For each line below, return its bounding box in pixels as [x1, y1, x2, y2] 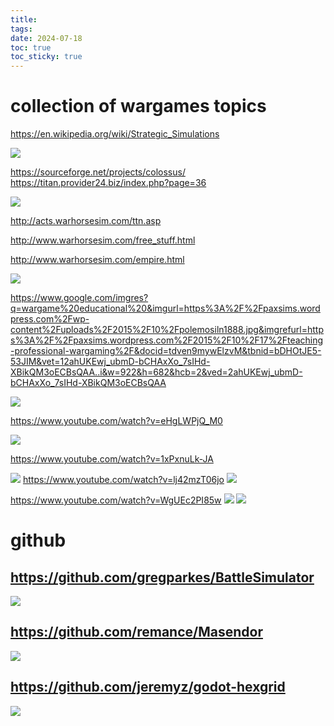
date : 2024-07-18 [10, 33, 83, 43]
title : [10, 14, 38, 25]
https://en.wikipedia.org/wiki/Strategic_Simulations [10, 128, 220, 140]
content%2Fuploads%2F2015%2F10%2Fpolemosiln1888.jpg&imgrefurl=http [10, 324, 325, 336]
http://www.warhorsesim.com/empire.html [10, 254, 185, 266]
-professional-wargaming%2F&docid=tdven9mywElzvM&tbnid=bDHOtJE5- [10, 345, 322, 357]
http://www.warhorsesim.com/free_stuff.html [10, 234, 196, 246]
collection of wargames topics [10, 95, 267, 118]
